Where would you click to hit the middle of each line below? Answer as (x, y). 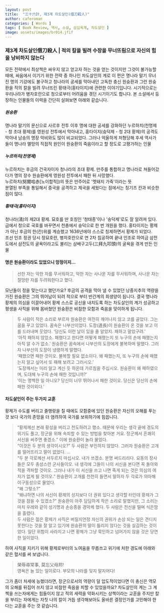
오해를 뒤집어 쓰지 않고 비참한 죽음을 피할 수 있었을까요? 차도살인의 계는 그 (81, 587)
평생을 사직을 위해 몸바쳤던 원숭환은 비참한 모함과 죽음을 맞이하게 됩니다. (74, 309)
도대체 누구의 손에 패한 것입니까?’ (55, 374)
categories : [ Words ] (28, 23)
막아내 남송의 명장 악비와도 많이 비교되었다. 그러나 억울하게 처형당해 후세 (74, 138)
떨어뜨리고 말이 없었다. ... (47, 452)
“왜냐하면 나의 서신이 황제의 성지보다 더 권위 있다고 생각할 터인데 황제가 (85, 495)
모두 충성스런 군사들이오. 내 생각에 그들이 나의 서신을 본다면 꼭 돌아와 (92, 464)
